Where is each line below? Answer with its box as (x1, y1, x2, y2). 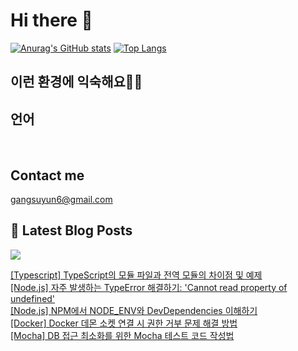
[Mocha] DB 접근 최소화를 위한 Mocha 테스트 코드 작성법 (10, 329, 235, 341)
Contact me (10, 167, 85, 184)
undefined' (10, 292, 56, 304)
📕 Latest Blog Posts (10, 222, 133, 239)
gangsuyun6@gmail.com (10, 193, 113, 205)
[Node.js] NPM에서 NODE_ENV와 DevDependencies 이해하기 (10, 304, 258, 316)
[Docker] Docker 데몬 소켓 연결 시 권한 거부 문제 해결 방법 (10, 317, 238, 329)
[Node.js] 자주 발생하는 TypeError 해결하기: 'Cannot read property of (10, 281, 288, 293)
